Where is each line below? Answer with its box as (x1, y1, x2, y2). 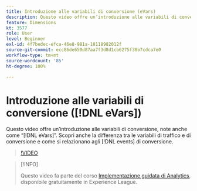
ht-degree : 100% (6, 63, 46, 69)
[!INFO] (20, 161, 39, 168)
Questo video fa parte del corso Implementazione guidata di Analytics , (20, 172, 191, 179)
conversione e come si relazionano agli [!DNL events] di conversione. (6, 138, 174, 145)
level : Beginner (6, 36, 46, 42)
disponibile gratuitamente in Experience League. (20, 179, 138, 186)
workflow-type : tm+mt (6, 52, 59, 58)
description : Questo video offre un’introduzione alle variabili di (6, 14, 177, 20)
